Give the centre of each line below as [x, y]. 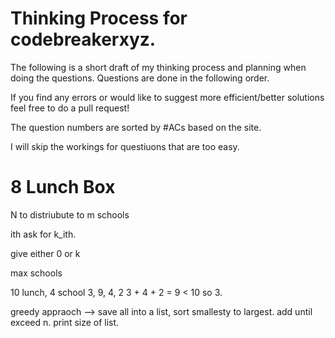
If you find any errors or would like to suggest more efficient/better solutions [167, 97]
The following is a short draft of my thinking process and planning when [158, 67]
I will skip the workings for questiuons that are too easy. [125, 146]
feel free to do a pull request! [70, 108]
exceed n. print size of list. [65, 322]
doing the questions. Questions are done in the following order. [140, 78]
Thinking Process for [99, 18]
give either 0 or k [45, 253]
